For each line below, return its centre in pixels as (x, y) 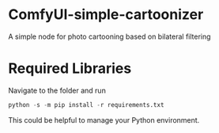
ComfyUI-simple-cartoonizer (106, 15)
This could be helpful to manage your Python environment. (104, 120)
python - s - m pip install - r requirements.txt (86, 104)
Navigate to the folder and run (57, 90)
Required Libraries (70, 68)
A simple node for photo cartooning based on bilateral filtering (109, 36)
